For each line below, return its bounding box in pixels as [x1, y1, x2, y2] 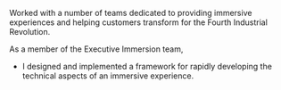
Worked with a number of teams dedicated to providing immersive [9, 8, 252, 18]
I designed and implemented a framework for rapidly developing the [21, 61, 272, 71]
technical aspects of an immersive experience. [21, 70, 194, 81]
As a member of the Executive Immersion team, [9, 44, 184, 54]
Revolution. [9, 27, 51, 37]
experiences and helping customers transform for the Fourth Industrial [9, 17, 268, 28]
